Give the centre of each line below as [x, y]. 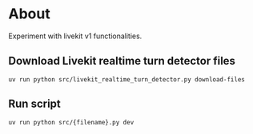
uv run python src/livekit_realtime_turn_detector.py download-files [127, 79]
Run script [35, 104]
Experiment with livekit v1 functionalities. [75, 36]
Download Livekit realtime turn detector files [122, 61]
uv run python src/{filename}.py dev [71, 122]
